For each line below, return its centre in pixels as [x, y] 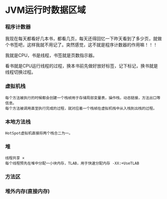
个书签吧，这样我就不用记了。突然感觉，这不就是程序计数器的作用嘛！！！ [81, 45]
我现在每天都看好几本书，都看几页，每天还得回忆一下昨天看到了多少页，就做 [83, 39]
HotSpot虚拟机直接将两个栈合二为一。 [39, 133]
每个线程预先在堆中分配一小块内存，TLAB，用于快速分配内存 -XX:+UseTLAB [72, 164]
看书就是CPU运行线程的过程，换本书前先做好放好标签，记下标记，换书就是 [82, 66]
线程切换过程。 [20, 72]
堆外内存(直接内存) [28, 192]
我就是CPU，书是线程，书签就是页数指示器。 [51, 56]
